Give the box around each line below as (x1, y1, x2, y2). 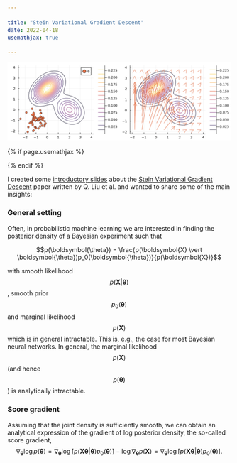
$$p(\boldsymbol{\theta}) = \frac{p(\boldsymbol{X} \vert (35, 245, 203, 254)
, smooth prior (7, 288, 49, 298)
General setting (7, 208, 62, 218)
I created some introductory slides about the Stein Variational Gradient (7, 175, 213, 184)
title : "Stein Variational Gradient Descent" (7, 18, 144, 26)
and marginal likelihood (7, 312, 75, 321)
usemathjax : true (7, 34, 59, 41)
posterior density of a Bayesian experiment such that (7, 231, 162, 240)
